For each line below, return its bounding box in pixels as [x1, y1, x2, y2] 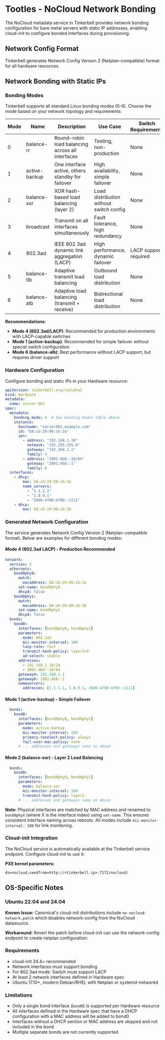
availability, [94, 167, 120, 174]
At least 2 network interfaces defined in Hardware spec [12, 974, 124, 980]
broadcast [26, 223, 50, 230]
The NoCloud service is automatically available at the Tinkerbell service [5, 846, 150, 852]
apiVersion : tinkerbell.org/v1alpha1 [5, 387, 82, 393]
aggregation [54, 253, 82, 260]
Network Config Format [5, 44, 79, 53]
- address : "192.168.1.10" [23, 438, 78, 443]
